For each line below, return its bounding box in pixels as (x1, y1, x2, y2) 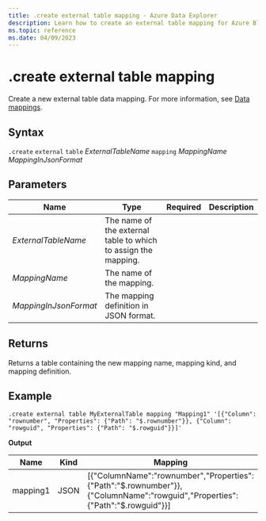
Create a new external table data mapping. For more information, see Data (8, 94, 250, 104)
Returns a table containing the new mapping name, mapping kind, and (8, 358, 237, 367)
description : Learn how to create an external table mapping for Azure (8, 19, 249, 27)
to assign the (104, 244, 153, 255)
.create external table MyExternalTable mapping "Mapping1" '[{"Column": (8, 410, 257, 419)
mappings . (8, 102, 43, 112)
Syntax (8, 125, 44, 139)
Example (8, 389, 52, 403)
